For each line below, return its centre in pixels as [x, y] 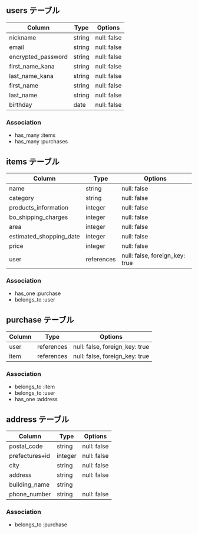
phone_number [30, 494]
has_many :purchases [41, 142]
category [22, 198]
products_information [39, 207]
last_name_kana [32, 76]
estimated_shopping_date [45, 236]
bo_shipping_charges [39, 217]
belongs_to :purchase [41, 525]
